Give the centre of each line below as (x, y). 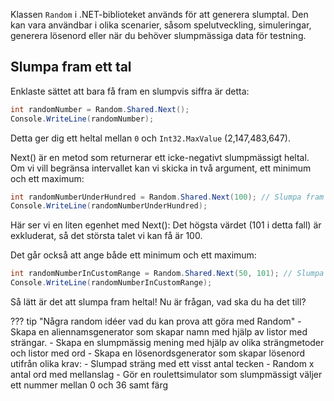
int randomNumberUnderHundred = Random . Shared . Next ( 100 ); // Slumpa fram (167, 197)
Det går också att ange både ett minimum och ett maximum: (133, 255)
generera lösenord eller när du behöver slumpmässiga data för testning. (158, 35)
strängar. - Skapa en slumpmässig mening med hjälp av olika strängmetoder (167, 343)
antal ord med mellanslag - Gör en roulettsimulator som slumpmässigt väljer (166, 375)
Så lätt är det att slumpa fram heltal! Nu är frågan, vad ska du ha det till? (158, 302)
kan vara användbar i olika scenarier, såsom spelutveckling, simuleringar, (161, 25)
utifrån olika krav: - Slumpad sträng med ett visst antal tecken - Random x (162, 364)
